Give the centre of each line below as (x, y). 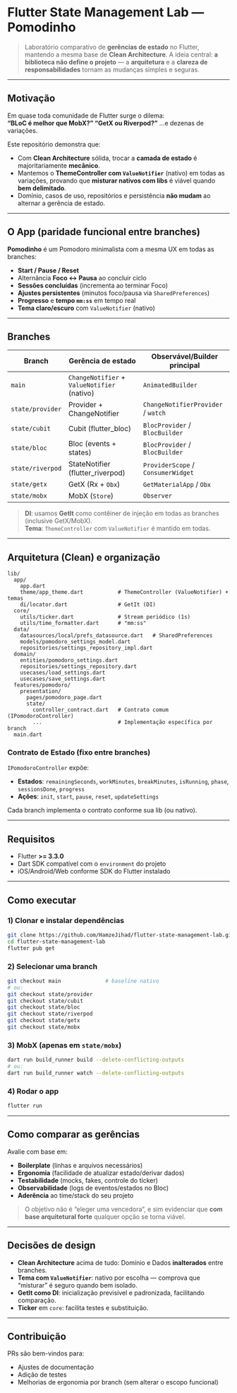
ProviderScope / (169, 465)
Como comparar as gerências (73, 1134)
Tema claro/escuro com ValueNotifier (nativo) (86, 308)
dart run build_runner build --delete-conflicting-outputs (96, 1060)
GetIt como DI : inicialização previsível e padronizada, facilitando (111, 1292)
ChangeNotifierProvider (183, 405)
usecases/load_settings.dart (63, 673)
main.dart (28, 735)
